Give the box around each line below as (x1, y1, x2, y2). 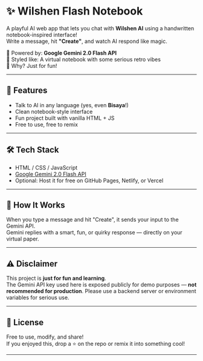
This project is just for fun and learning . (6, 274, 107, 282)
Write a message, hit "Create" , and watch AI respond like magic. (6, 38, 167, 45)
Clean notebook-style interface (14, 108, 93, 115)
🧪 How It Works (6, 200, 65, 210)
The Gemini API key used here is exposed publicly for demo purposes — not (6, 281, 197, 288)
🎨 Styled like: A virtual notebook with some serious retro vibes (6, 56, 161, 63)
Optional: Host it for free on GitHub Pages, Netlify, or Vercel (14, 177, 164, 184)
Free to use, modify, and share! (6, 333, 84, 340)
